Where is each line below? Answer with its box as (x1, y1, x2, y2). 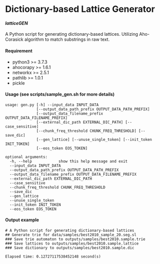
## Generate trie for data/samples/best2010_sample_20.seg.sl (5, 232, 137, 237)
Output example (5, 217, 39, 223)
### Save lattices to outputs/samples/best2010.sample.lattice (5, 241, 139, 246)
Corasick (5, 36, 24, 43)
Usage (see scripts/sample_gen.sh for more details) (5, 91, 115, 97)
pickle (12, 80, 25, 86)
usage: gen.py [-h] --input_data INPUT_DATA (5, 102, 99, 107)
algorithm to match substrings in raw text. (24, 36, 110, 43)
